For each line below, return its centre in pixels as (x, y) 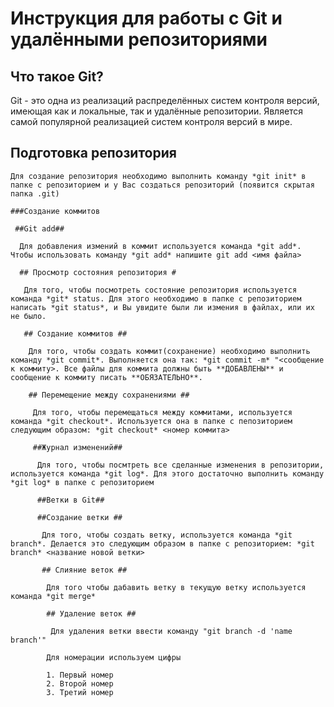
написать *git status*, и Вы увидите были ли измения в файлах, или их (162, 307)
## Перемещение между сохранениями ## (109, 395)
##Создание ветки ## (79, 517)
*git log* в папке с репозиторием (82, 482)
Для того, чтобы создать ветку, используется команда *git (167, 535)
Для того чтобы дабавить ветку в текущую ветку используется (176, 587)
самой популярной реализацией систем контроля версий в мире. (151, 121)
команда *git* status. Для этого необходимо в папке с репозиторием (156, 298)
